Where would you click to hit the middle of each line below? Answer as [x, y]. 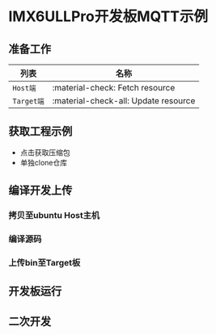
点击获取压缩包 [45, 152]
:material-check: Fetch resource [114, 88]
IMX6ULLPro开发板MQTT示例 [108, 17]
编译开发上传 [40, 191]
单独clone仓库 [44, 162]
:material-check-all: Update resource [124, 100]
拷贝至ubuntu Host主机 [54, 216]
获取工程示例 [40, 131]
